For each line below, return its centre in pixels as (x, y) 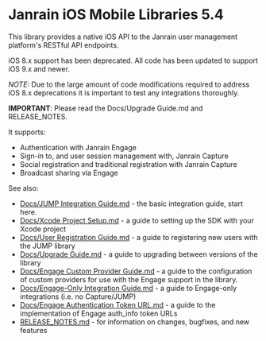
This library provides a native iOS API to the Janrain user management (123, 37)
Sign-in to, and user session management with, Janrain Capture (124, 156)
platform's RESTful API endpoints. (64, 45)
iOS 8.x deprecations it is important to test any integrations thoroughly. (124, 92)
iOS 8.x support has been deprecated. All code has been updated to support (133, 60)
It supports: (27, 132)
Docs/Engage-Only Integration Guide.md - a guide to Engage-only (128, 288)
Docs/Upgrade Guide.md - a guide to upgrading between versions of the (139, 254)
